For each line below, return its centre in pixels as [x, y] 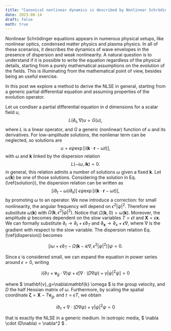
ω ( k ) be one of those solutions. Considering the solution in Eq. [71, 177]
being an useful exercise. [32, 76]
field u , [12, 112]
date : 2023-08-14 [24, 15]
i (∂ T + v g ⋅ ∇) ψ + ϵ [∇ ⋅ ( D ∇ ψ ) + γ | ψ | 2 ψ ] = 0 [85, 273]
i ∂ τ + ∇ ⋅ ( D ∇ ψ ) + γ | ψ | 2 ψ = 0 [85, 307]
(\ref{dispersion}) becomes [34, 235]
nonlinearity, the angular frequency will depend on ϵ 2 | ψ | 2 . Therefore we [81, 205]
